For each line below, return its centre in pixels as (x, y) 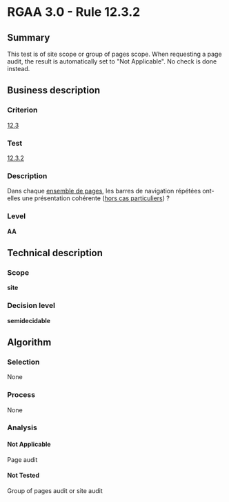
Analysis (22, 427)
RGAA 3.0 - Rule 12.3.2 (74, 12)
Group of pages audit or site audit (55, 490)
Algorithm (29, 342)
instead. (19, 69)
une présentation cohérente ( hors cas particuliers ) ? (96, 198)
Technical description (55, 253)
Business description (54, 90)
